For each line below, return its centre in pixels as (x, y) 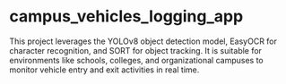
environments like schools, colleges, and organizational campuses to (136, 60)
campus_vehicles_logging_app (126, 17)
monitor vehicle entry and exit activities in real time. (104, 70)
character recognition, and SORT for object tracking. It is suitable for (136, 50)
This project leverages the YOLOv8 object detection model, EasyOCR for (143, 41)
